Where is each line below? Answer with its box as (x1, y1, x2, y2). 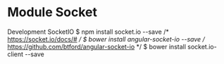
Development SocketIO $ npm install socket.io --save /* (7, 27, 169, 36)
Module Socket (7, 4, 97, 20)
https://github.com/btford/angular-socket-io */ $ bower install (7, 42, 187, 51)
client (7, 50, 23, 58)
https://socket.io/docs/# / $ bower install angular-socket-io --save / (7, 34, 206, 43)
